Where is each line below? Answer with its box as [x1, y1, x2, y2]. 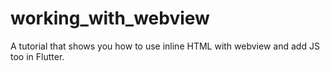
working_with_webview [10, 7, 210, 30]
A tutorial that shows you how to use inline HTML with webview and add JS [10, 40, 320, 52]
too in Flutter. [10, 50, 65, 62]
